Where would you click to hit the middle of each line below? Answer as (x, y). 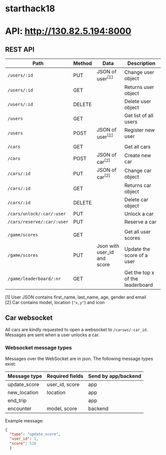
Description (141, 63)
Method (83, 63)
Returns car (138, 185)
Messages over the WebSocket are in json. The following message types (79, 359)
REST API (20, 49)
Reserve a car (140, 222)
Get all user (138, 231)
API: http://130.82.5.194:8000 (68, 31)
